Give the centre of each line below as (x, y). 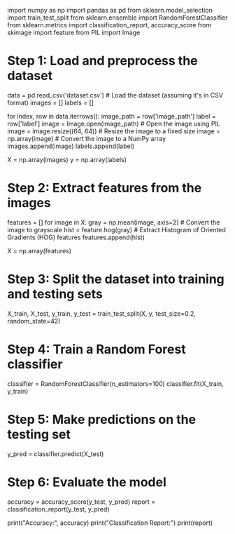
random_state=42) (34, 321)
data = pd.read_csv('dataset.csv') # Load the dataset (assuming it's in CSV (115, 95)
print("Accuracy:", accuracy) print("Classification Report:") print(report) (110, 523)
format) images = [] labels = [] (51, 102)
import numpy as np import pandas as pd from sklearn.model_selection (110, 10)
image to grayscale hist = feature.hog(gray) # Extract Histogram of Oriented (116, 229)
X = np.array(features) (40, 251)
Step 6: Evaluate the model (87, 482)
